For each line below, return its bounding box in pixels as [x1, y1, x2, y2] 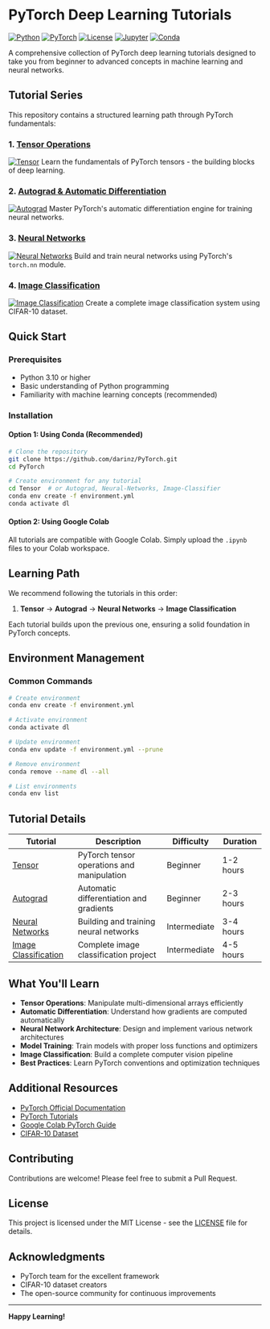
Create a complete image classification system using [85, 298, 260, 307]
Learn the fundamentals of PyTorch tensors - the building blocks [41, 157, 256, 167]
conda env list [8, 789, 59, 798]
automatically [19, 1014, 65, 1025]
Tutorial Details [8, 812, 86, 826]
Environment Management [8, 652, 145, 665]
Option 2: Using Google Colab [8, 517, 110, 527]
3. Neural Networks [8, 232, 86, 244]
